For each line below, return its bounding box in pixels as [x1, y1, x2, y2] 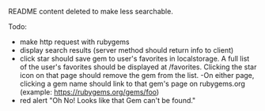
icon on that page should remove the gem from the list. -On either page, [19, 71, 255, 80]
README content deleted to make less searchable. [8, 7, 174, 16]
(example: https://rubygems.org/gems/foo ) [19, 87, 160, 97]
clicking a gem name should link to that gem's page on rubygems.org [19, 79, 245, 88]
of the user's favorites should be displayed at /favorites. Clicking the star [19, 62, 257, 72]
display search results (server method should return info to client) [19, 46, 234, 54]
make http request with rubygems [19, 37, 130, 46]
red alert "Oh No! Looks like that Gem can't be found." [19, 96, 196, 105]
